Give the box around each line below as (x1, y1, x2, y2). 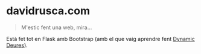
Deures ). (6, 42, 28, 49)
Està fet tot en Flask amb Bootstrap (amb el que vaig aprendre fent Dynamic (6, 35, 195, 42)
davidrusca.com (6, 4, 91, 18)
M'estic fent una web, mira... (21, 24, 92, 31)
